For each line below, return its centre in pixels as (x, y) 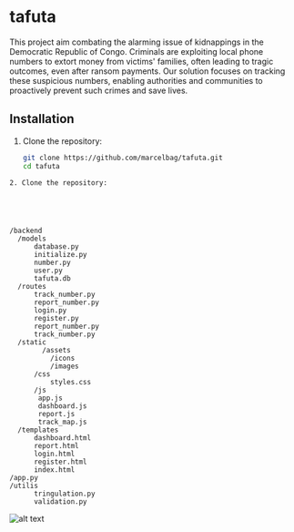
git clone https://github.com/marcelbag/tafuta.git (122, 158)
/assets (56, 350)
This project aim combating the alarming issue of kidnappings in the (137, 42)
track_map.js (63, 422)
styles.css (71, 382)
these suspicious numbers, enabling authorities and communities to (136, 80)
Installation (42, 119)
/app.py (24, 477)
